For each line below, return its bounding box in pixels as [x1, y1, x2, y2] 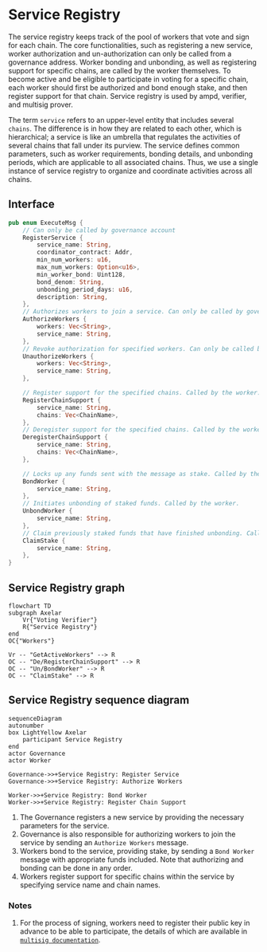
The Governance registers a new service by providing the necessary [19, 812, 245, 822]
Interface [8, 198, 55, 211]
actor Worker [8, 756, 52, 765]
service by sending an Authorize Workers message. [19, 837, 189, 847]
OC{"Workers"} [8, 636, 56, 645]
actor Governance [8, 749, 66, 757]
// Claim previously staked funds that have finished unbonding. [22, 529, 244, 537]
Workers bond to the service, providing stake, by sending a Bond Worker [19, 846, 255, 856]
